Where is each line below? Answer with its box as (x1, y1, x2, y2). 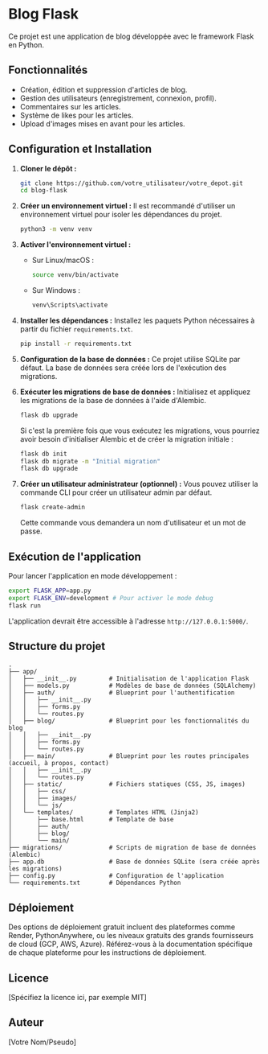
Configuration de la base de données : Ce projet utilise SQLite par (19, 354, 241, 364)
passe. (19, 526, 43, 536)
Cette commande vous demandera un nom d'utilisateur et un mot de (19, 518, 246, 528)
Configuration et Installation (8, 142, 152, 156)
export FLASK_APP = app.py (8, 587, 91, 595)
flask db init (19, 450, 67, 458)
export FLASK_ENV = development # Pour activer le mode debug (8, 594, 214, 602)
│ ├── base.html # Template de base (8, 816, 174, 824)
